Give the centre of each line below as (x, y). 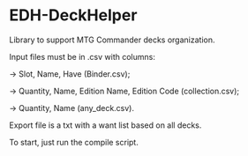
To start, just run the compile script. (74, 142)
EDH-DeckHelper (73, 15)
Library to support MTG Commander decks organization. (112, 40)
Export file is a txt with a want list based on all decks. (105, 125)
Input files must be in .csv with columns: (83, 56)
